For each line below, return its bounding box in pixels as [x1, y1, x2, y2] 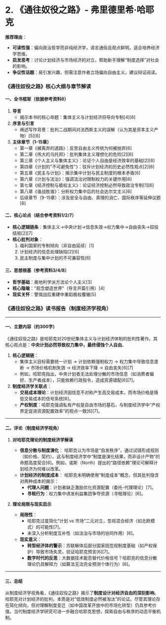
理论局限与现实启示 [12, 501, 52, 507]
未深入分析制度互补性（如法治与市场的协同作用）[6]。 [27, 530, 137, 536]
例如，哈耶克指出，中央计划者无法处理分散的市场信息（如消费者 [19, 371, 150, 377]
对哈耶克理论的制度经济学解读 [12, 437, 73, 443]
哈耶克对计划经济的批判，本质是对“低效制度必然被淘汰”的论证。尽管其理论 [5, 596, 157, 602]
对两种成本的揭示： [19, 479, 59, 484]
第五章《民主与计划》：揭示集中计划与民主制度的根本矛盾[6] [19, 170, 141, 176]
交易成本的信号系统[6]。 [24, 395, 74, 401]
